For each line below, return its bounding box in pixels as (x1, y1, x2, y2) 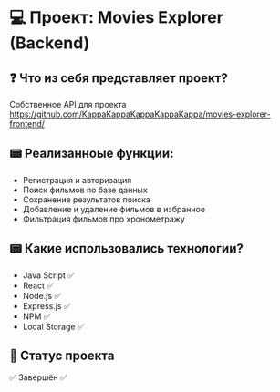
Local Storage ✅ (22, 321, 85, 332)
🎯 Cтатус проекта (9, 348, 115, 364)
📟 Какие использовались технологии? (9, 241, 244, 256)
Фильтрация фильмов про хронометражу (22, 213, 185, 224)
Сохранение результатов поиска (22, 193, 150, 205)
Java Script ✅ (22, 270, 75, 281)
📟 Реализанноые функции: (9, 146, 174, 161)
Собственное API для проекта (9, 99, 127, 109)
